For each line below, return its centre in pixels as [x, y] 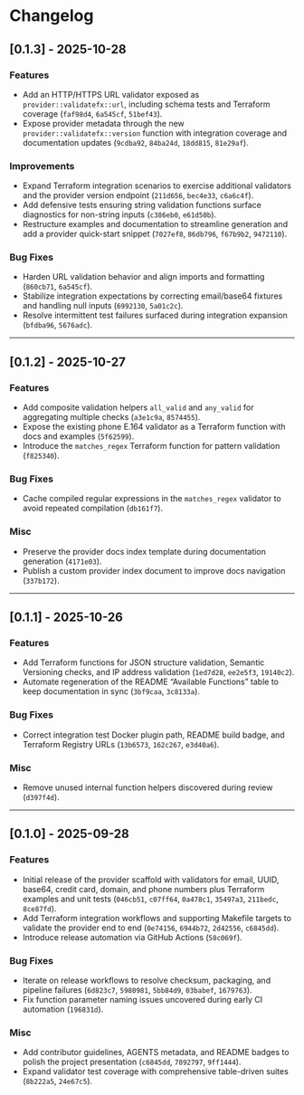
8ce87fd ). [39, 908]
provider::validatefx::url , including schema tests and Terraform [146, 104]
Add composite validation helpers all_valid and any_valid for [138, 407]
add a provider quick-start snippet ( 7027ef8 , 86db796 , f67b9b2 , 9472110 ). [155, 234]
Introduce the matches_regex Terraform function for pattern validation [151, 446]
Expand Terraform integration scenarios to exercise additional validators [157, 186]
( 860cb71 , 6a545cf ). [57, 287]
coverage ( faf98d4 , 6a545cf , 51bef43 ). [92, 113]
